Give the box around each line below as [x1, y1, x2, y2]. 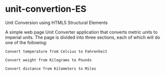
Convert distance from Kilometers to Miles [5, 66, 97, 71]
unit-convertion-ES [5, 3, 87, 15]
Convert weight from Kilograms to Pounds [5, 57, 92, 62]
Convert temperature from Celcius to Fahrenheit [5, 49, 108, 54]
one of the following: [5, 39, 48, 45]
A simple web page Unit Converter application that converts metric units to [5, 29, 158, 35]
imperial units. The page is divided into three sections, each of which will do [5, 34, 160, 40]
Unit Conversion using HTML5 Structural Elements [5, 20, 108, 25]
